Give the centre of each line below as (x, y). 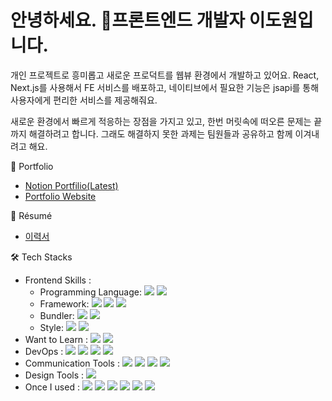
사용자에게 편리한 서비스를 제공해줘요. (84, 100)
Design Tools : (54, 375)
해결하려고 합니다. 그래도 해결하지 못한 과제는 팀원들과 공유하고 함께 (160, 133)
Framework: (64, 303)
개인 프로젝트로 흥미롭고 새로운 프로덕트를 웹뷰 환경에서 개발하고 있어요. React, (165, 75)
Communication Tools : (72, 363)
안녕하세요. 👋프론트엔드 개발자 (128, 20)
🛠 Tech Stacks (41, 257)
